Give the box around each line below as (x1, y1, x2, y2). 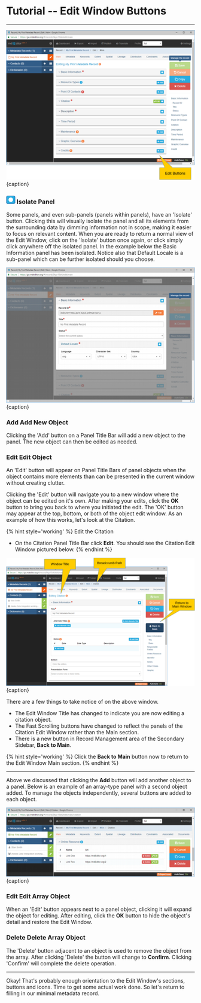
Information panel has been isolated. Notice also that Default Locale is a (6, 249, 184, 256)
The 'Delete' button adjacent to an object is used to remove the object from (6, 947, 191, 954)
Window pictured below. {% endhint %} (14, 546, 112, 553)
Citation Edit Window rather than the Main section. (14, 728, 139, 735)
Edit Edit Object (6, 453, 52, 461)
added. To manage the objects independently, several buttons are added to (6, 789, 191, 797)
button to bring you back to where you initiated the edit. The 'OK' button (6, 504, 184, 511)
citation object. (14, 716, 52, 723)
